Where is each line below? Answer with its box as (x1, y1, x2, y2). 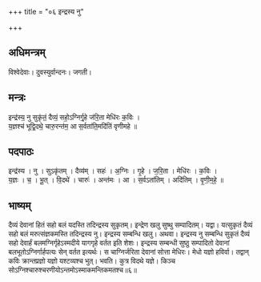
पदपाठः (8, 145, 34, 159)
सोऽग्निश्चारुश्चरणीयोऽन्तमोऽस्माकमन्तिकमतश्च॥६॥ (8, 265, 138, 275)
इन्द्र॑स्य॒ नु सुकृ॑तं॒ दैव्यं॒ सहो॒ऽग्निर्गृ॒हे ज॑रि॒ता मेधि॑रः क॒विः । (8, 112, 141, 122)
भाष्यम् (8, 199, 31, 212)
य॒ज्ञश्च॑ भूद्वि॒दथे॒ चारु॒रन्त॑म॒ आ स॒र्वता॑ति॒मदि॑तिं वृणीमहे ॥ (8, 121, 138, 131)
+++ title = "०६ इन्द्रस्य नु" (8, 7, 84, 16)
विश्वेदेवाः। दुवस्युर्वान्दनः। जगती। (8, 67, 92, 77)
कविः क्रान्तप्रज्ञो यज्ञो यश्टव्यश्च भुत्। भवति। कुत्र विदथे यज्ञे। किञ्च (8, 256, 176, 266)
